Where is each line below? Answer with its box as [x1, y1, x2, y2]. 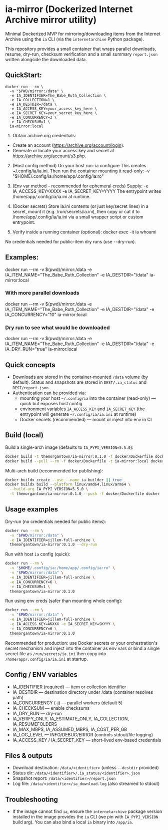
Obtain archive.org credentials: [12, 132, 76, 138]
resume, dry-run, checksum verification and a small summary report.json [5, 51, 158, 57]
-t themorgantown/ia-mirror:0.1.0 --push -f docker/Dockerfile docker [9, 491, 160, 496]
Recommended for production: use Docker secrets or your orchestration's [5, 640, 158, 646]
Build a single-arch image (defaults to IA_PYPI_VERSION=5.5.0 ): [5, 444, 133, 450]
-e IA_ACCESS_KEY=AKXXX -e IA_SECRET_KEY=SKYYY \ [9, 622, 115, 627]
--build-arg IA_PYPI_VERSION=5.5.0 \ [9, 487, 88, 492]
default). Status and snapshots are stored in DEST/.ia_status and [12, 379, 146, 385]
